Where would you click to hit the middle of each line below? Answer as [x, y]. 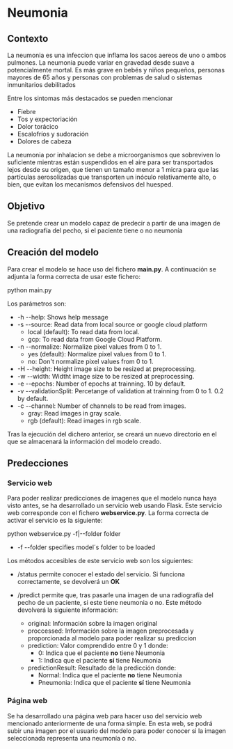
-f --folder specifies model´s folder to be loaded [86, 547]
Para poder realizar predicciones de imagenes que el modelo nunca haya [112, 498]
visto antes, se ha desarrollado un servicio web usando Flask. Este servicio [115, 505]
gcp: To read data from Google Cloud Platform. [95, 339]
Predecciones [38, 463]
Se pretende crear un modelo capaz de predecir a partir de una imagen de [114, 223]
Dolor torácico [38, 126]
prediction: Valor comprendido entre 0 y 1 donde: [98, 646]
